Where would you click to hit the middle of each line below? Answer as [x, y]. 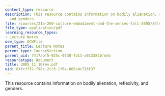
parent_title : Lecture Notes [35, 46]
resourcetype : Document [29, 60]
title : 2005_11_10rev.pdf [31, 64]
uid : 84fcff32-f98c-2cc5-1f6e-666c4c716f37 [50, 69]
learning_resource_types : [31, 32]
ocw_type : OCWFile [24, 42]
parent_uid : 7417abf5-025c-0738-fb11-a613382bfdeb [58, 55]
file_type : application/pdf [34, 28]
